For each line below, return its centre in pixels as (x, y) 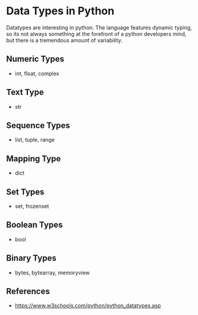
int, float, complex (37, 74)
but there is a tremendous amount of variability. (64, 40)
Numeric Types (35, 59)
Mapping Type (34, 159)
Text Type (25, 92)
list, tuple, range (35, 140)
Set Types (25, 192)
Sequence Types (38, 125)
